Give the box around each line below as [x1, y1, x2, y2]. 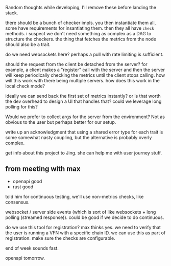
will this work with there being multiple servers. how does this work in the [5, 78, 160, 83]
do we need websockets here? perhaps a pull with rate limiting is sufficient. [5, 51, 164, 57]
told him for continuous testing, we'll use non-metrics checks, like [5, 193, 144, 199]
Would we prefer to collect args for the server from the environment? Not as [5, 114, 165, 120]
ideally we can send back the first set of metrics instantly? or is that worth [5, 93, 161, 99]
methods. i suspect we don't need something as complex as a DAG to [5, 31, 152, 36]
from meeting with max [5, 165, 81, 173]
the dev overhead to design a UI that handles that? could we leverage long [5, 98, 162, 104]
